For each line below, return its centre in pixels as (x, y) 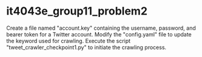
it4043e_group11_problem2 (77, 11)
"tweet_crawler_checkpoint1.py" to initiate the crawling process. (86, 47)
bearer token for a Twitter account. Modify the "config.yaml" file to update (99, 34)
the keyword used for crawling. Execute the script (69, 41)
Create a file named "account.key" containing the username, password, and (101, 28)
